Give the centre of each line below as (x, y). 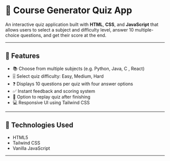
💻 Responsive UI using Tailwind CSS (51, 102)
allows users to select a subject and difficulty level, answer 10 (70, 29)
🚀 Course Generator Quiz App (69, 10)
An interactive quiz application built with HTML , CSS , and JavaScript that (82, 24)
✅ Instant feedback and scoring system (54, 91)
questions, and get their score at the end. (63, 35)
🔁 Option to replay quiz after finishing (51, 96)
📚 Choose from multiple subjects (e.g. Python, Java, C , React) (79, 69)
